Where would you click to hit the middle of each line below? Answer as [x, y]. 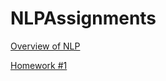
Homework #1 [39, 65]
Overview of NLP [45, 46]
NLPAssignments [83, 18]
